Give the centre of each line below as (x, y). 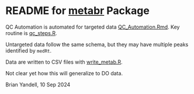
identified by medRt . (29, 50)
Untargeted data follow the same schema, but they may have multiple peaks (97, 44)
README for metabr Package (77, 11)
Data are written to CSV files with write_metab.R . (64, 62)
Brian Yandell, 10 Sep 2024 (38, 84)
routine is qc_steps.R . (31, 33)
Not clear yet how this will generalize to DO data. (64, 73)
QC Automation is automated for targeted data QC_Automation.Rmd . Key (93, 27)
